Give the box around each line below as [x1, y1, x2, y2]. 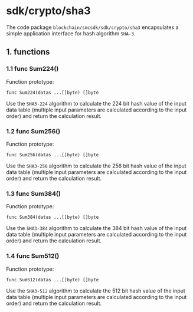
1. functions [6, 47, 50, 57]
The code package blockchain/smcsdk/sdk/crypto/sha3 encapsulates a [6, 24, 179, 31]
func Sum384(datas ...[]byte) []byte [6, 214, 99, 221]
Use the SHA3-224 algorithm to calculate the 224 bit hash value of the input [6, 100, 187, 107]
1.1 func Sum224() [6, 65, 59, 73]
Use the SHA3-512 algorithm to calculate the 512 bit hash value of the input [6, 287, 186, 294]
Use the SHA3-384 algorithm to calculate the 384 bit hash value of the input [6, 225, 187, 232]
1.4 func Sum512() [6, 252, 60, 260]
